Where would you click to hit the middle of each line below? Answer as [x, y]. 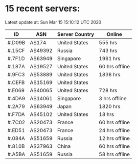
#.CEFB [16, 82]
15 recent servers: [43, 9]
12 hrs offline [114, 138]
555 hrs [108, 42]
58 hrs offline [114, 154]
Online [114, 34]
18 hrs [106, 114]
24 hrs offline [114, 130]
